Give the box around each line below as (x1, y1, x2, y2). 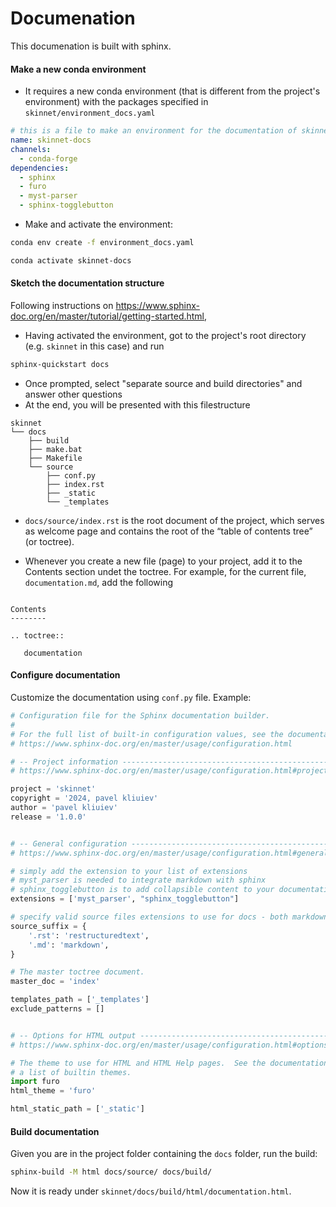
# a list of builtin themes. (10, 1067, 132, 1077)
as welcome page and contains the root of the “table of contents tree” (24, 525, 313, 537)
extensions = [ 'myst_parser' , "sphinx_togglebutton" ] (10, 894, 240, 904)
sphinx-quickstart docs (10, 359, 110, 369)
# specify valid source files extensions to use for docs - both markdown (10, 912, 329, 922)
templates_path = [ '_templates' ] (10, 995, 150, 1005)
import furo (10, 1077, 60, 1087)
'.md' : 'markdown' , (28, 940, 110, 950)
